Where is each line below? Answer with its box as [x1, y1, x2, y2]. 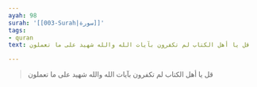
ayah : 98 [8, 11, 37, 20]
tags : [8, 26, 26, 34]
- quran [8, 33, 34, 42]
